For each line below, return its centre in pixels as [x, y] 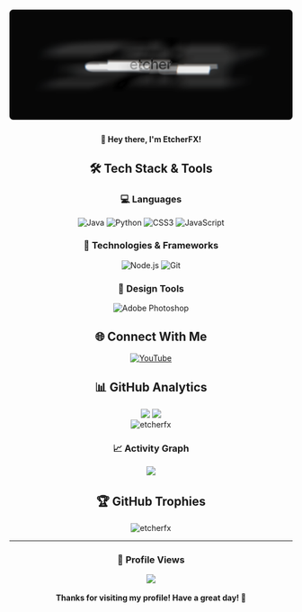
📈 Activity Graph [151, 448]
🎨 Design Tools [151, 288]
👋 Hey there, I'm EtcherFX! [151, 139]
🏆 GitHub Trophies [151, 502]
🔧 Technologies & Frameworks [151, 246]
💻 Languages [151, 200]
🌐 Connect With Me [151, 336]
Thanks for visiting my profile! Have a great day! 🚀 [151, 598]
